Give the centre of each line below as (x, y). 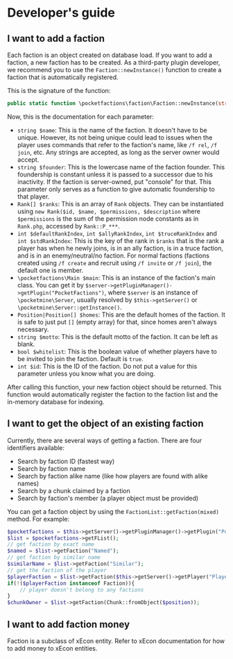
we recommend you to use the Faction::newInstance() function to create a (114, 70)
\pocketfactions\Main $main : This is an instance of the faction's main (116, 277)
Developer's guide (61, 13)
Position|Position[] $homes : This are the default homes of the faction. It (121, 315)
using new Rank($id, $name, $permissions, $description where (109, 211)
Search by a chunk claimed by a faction (74, 490)
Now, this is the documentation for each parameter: (81, 117)
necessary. (33, 329)
